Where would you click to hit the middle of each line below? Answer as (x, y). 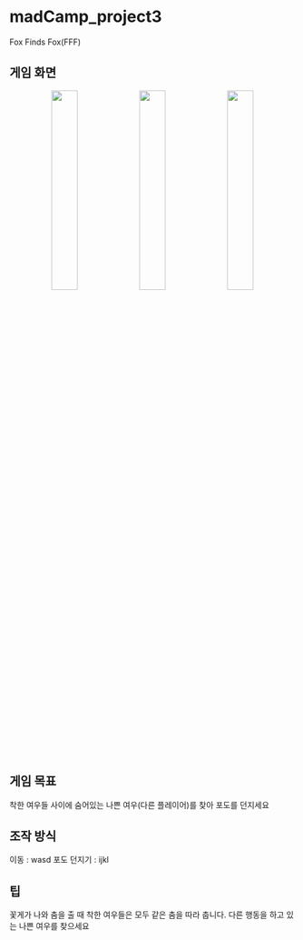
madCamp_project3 (86, 17)
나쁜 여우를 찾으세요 (54, 926)
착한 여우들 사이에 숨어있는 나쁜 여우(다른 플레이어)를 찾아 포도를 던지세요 (139, 805)
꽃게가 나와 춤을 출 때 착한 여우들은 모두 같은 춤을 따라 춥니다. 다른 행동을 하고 (147, 915)
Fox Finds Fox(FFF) (45, 42)
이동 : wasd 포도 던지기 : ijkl (59, 860)
